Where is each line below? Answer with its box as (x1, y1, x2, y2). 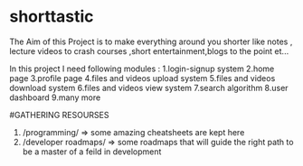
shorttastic (9, 6, 94, 27)
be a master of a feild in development (22, 146, 162, 157)
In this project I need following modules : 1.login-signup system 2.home (9, 63, 275, 74)
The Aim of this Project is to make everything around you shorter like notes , (9, 36, 293, 47)
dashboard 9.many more (9, 92, 101, 103)
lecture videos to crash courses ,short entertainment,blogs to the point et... (9, 45, 289, 56)
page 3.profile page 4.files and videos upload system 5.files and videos (9, 72, 276, 83)
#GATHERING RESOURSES (9, 109, 109, 120)
